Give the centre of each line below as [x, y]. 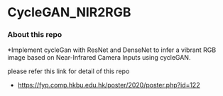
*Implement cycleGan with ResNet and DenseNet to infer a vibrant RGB [112, 50]
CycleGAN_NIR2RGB [69, 12]
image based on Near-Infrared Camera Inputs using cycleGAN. [99, 58]
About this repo [35, 35]
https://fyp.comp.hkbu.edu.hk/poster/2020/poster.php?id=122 [109, 85]
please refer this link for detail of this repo [69, 71]
